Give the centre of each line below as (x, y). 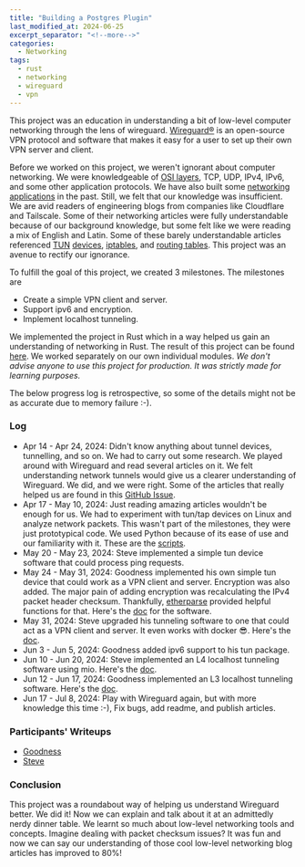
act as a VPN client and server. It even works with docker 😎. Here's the (157, 630)
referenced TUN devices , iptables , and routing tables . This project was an (148, 245)
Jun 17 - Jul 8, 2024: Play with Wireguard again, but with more (139, 698)
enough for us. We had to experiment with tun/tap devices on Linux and (157, 514)
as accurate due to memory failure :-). (81, 402)
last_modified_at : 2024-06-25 (67, 26)
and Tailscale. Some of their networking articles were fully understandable (149, 215)
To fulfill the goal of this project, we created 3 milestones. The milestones (147, 272)
